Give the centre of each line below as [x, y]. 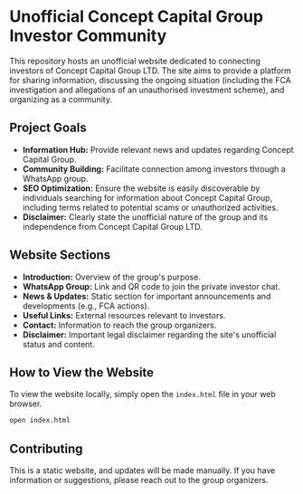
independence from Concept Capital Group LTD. [112, 226]
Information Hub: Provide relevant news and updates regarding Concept [158, 149]
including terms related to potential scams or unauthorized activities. [150, 207]
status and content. [58, 344]
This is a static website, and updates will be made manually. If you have [142, 470]
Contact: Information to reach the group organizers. [119, 325]
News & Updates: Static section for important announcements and [147, 296]
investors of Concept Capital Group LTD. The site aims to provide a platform [151, 71]
